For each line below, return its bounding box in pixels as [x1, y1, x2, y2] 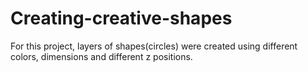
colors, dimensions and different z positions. [10, 50, 193, 62]
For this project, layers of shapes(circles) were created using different [10, 40, 298, 52]
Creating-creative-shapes [10, 7, 233, 30]
